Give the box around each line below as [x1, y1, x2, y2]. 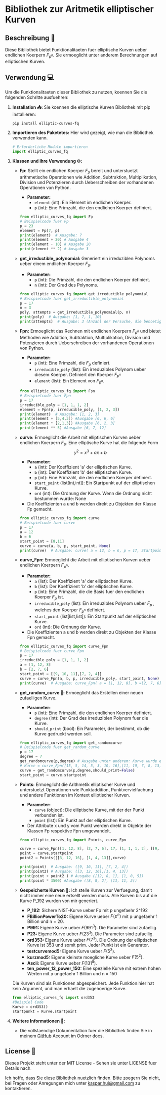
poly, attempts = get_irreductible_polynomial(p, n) [19, 310, 131, 315]
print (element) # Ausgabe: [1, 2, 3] [19, 411, 100, 416]
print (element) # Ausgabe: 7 [19, 232, 83, 238]
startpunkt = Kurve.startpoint [12, 1009, 77, 1014]
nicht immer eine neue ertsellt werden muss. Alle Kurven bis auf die [19, 892, 157, 898]
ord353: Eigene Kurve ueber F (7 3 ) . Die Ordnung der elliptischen [27, 936, 158, 943]
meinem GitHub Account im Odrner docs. [19, 1033, 104, 1039]
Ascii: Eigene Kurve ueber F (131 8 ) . [27, 959, 97, 966]
